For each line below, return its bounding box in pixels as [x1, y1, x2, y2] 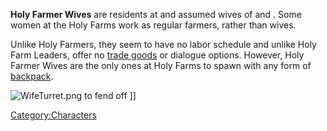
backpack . [10, 70, 54, 82]
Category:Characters [10, 109, 97, 121]
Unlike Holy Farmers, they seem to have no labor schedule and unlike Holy [10, 39, 317, 50]
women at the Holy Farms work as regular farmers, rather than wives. [10, 19, 297, 31]
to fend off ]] [83, 90, 137, 101]
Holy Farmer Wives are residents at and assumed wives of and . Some [10, 9, 302, 20]
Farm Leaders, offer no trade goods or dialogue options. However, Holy [10, 49, 305, 61]
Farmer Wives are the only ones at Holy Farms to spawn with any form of [10, 60, 312, 71]
